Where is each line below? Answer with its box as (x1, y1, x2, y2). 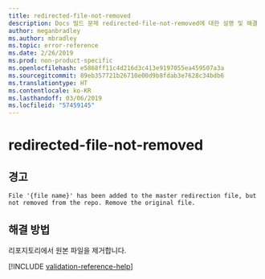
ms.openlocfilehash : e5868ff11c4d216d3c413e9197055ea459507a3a (8, 64, 225, 72)
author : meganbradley (8, 27, 81, 35)
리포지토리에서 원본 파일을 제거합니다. (8, 245, 127, 255)
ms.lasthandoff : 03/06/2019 (8, 94, 103, 102)
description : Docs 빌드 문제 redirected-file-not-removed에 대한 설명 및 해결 (8, 19, 259, 27)
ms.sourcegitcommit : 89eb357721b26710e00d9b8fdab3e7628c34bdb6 (8, 72, 225, 80)
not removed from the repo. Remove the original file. (8, 199, 196, 207)
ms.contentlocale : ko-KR (8, 86, 92, 95)
